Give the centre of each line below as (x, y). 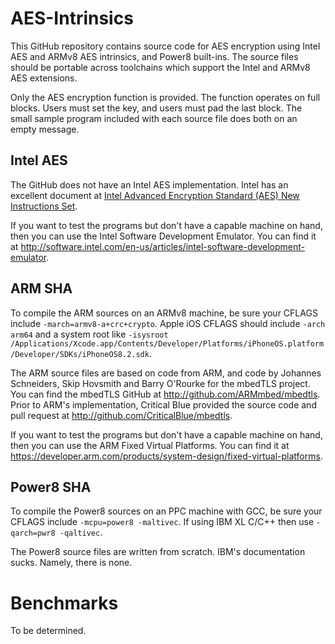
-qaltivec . (81, 533)
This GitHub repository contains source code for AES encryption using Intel (165, 46)
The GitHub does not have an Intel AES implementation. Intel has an (149, 184)
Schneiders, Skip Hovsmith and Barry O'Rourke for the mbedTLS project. (160, 383)
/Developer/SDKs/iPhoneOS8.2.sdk (80, 354)
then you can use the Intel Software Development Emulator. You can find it (163, 236)
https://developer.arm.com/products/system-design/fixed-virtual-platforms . (166, 456)
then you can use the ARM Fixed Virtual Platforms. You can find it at (150, 445)
